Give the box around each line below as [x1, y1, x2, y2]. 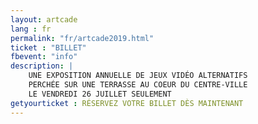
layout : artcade [10, 14, 78, 25]
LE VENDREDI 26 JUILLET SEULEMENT [28, 89, 172, 99]
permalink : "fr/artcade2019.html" [10, 33, 155, 43]
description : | [10, 61, 74, 71]
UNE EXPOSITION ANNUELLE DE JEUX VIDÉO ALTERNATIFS [28, 71, 248, 81]
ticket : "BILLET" [10, 42, 87, 53]
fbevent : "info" [10, 52, 78, 62]
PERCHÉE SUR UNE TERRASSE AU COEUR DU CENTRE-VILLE [28, 80, 248, 90]
